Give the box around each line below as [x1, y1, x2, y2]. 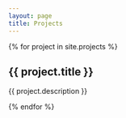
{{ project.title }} [8, 65, 94, 78]
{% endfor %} [8, 102, 55, 112]
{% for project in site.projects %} [8, 41, 119, 51]
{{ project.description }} [8, 86, 88, 96]
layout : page [8, 11, 52, 20]
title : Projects [8, 19, 63, 27]
